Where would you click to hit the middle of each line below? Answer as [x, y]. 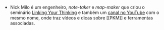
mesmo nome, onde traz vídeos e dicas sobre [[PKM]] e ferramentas [81, 18]
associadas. [22, 23]
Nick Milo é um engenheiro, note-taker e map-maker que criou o [77, 7]
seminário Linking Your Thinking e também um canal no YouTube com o [85, 12]
